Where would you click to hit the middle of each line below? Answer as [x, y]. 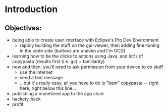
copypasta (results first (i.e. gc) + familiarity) [58, 61]
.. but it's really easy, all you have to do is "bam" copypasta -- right [89, 83]
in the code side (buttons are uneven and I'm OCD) [72, 51]
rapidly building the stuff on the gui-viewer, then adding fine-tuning [90, 45]
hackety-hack [26, 99]
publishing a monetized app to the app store [58, 94]
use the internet [36, 72]
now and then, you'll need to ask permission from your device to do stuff [88, 67]
